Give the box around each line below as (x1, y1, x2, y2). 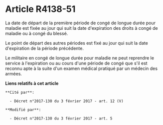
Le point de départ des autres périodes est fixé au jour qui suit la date (5, 40, 148, 46)
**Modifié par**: (5, 107, 41, 112)
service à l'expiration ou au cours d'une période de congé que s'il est (5, 60, 148, 66)
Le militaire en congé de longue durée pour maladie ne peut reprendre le (5, 55, 155, 61)
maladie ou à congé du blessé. (5, 30, 68, 36)
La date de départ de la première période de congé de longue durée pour (5, 20, 156, 26)
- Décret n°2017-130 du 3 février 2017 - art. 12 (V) (9, 98, 124, 104)
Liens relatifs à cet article (5, 80, 59, 86)
